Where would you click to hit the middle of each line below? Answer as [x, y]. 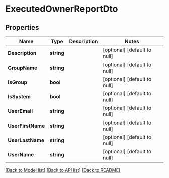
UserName [21, 155]
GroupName [23, 68]
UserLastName [26, 140]
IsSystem [19, 97]
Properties [22, 27]
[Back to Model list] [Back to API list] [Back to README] [63, 170]
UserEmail [20, 111]
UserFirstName [26, 126]
